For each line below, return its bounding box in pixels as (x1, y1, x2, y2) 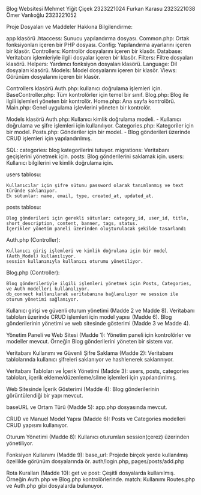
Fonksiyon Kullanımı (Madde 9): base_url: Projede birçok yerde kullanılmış (6, 451, 188, 458)
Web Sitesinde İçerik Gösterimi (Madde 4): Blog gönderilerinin (6, 386, 160, 393)
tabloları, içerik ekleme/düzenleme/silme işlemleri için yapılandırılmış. (6, 374, 177, 381)
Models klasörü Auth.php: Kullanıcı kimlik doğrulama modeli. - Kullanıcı (6, 115, 181, 123)
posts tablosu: (6, 204, 41, 211)
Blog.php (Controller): (6, 269, 60, 276)
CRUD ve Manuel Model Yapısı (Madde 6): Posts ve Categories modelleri (6, 415, 186, 422)
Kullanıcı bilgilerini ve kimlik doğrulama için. (6, 159, 114, 166)
